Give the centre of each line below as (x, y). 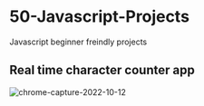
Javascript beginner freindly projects (78, 42)
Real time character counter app (102, 70)
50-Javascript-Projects (100, 17)
